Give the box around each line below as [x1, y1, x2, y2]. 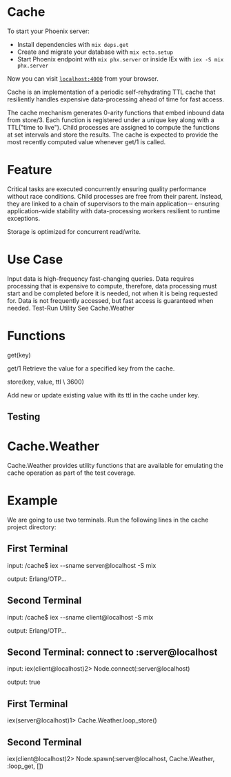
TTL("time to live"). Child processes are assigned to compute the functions [7, 123, 220, 131]
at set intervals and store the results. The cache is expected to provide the [7, 130, 219, 139]
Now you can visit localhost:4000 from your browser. [7, 74, 159, 83]
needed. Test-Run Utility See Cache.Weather [7, 304, 134, 312]
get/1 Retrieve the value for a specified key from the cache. [7, 364, 175, 373]
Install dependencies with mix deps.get [17, 40, 129, 48]
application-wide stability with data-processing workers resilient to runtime [7, 206, 221, 215]
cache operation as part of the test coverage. [7, 469, 136, 477]
